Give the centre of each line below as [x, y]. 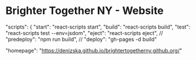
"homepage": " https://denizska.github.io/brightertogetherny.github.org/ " [94, 50]
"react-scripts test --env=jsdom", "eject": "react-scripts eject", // [84, 33]
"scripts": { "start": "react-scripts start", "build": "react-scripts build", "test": [98, 27]
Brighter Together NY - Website [85, 11]
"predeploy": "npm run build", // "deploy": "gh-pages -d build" [81, 39]
